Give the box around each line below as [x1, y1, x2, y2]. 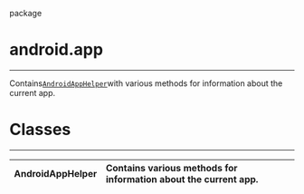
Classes [9, 120, 71, 140]
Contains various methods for [105, 161, 238, 174]
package [9, 8, 43, 18]
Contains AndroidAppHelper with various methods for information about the [9, 77, 283, 89]
